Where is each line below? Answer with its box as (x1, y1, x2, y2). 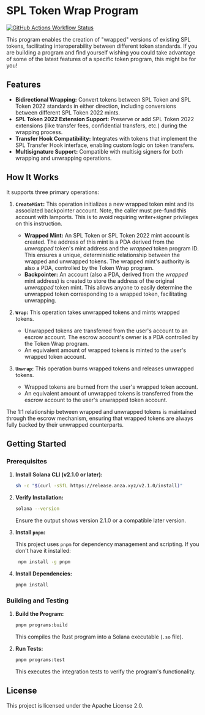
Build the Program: (15, 610, 64, 618)
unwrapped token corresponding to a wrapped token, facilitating (24, 290, 187, 298)
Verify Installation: (15, 494, 64, 501)
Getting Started (6, 438, 67, 449)
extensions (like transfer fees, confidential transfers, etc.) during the (15, 122, 188, 129)
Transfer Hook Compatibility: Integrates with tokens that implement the (15, 135, 197, 142)
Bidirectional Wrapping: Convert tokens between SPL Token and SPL (15, 95, 192, 103)
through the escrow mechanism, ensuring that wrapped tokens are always (6, 414, 194, 422)
